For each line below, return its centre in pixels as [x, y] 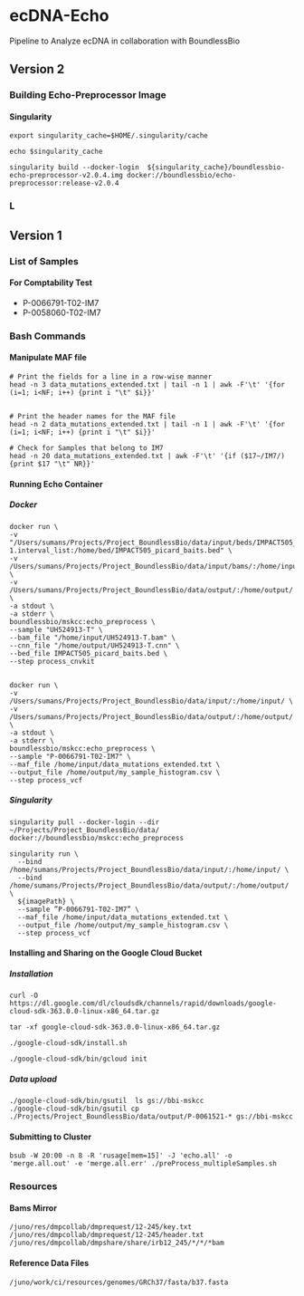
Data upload [33, 1079]
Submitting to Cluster [51, 1137]
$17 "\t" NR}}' [66, 464]
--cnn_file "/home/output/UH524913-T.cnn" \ [95, 645]
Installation [31, 974]
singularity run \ [44, 854]
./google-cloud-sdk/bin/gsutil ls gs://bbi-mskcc [107, 1101]
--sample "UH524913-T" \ [56, 629]
